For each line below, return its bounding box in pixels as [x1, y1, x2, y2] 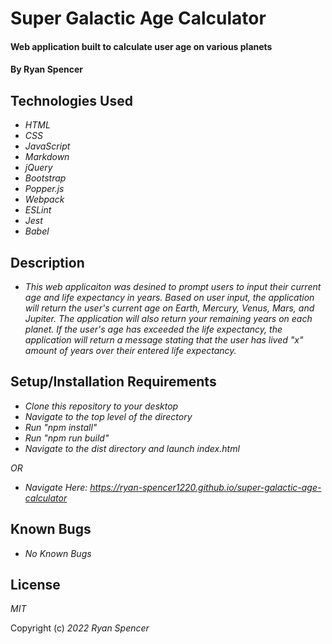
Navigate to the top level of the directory [24, 410, 193, 422]
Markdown [24, 151, 70, 163]
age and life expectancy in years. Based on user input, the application [24, 292, 315, 303]
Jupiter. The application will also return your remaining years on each [24, 313, 313, 324]
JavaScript [24, 140, 71, 152]
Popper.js [24, 183, 65, 195]
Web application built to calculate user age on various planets [10, 40, 273, 52]
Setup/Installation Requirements [10, 373, 217, 391]
